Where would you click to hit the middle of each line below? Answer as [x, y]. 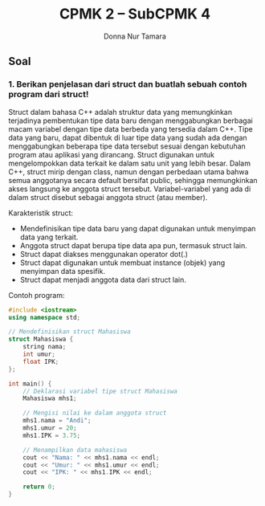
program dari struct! [49, 95]
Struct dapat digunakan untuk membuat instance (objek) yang [122, 263]
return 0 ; [39, 487]
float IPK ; [41, 361]
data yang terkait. [49, 237]
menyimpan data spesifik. [63, 271]
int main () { [30, 384]
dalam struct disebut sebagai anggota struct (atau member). [108, 197]
